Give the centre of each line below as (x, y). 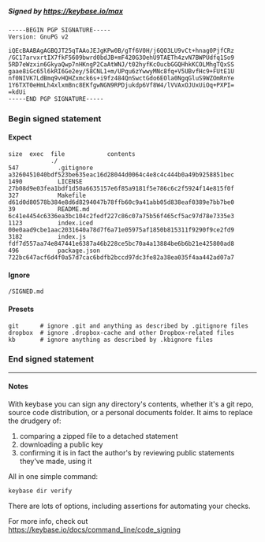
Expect (20, 137)
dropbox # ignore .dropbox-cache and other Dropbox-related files (121, 332)
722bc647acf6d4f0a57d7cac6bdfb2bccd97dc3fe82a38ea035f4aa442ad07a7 (121, 258)
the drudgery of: (35, 421)
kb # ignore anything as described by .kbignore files (111, 340)
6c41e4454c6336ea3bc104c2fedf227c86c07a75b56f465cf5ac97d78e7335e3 (121, 217)
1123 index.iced (50, 223)
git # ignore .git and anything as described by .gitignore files (128, 326)
